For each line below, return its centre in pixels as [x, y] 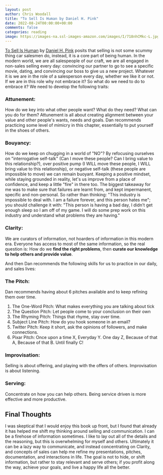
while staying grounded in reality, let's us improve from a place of [70, 179]
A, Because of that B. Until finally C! [48, 342]
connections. [25, 332]
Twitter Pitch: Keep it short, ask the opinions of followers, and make [79, 327]
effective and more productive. [36, 399]
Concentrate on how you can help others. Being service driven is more [76, 394]
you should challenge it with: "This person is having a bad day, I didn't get [79, 205]
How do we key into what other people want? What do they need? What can [81, 110]
